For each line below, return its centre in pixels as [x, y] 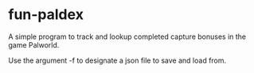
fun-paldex [46, 15]
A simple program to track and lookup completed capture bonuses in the [127, 36]
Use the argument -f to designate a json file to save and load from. [117, 60]
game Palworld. [34, 44]
